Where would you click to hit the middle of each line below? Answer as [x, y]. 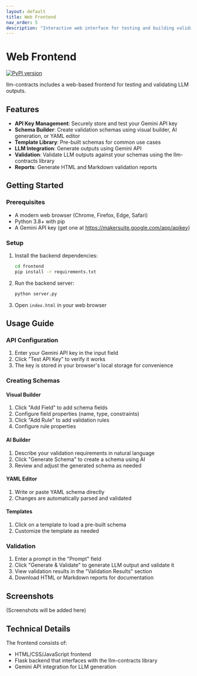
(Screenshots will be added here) [46, 610]
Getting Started [35, 186]
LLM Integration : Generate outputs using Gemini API [78, 148]
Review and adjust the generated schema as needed [78, 465]
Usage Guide [30, 323]
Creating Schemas [33, 381]
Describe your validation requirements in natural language [85, 453]
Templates [19, 512]
